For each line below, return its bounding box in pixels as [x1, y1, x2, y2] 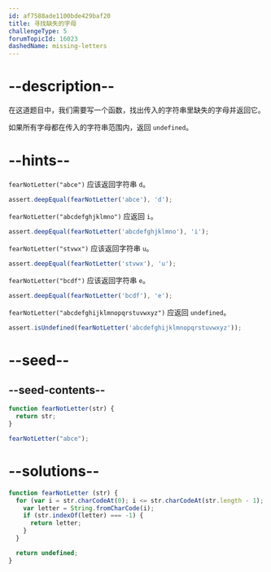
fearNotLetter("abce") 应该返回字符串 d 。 [8, 180, 151, 189]
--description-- [8, 77, 116, 96]
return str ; [15, 413, 57, 421]
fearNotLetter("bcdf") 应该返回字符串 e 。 [8, 275, 151, 285]
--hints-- [8, 151, 71, 170]
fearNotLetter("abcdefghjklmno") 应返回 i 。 [8, 211, 158, 221]
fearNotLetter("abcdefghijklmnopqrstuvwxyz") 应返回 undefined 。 [8, 307, 231, 317]
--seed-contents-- [8, 383, 106, 397]
